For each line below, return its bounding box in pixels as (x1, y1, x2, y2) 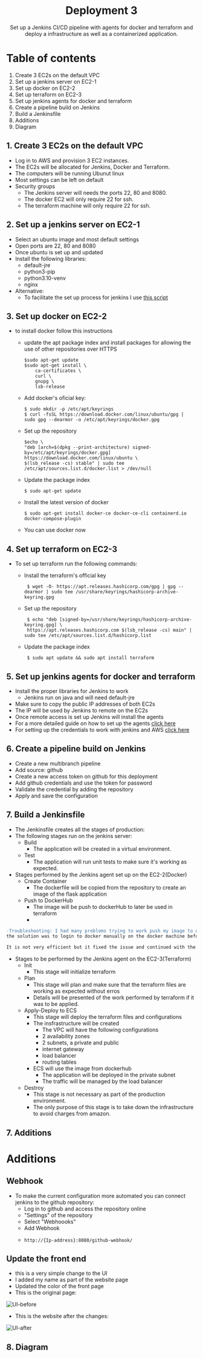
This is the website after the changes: (14, 1312, 109, 1320)
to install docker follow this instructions (14, 327, 113, 334)
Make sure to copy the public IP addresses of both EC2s (14, 700, 155, 708)
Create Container (24, 877, 68, 885)
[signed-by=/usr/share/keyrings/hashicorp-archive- (59, 617, 192, 623)
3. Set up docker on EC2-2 (6, 311, 107, 322)
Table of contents (6, 52, 97, 66)
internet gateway (42, 1046, 85, 1053)
